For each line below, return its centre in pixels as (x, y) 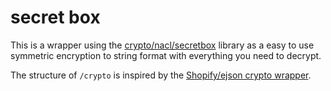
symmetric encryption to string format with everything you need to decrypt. (166, 55)
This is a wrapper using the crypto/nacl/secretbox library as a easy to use (162, 45)
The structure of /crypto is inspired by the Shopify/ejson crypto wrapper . (161, 75)
